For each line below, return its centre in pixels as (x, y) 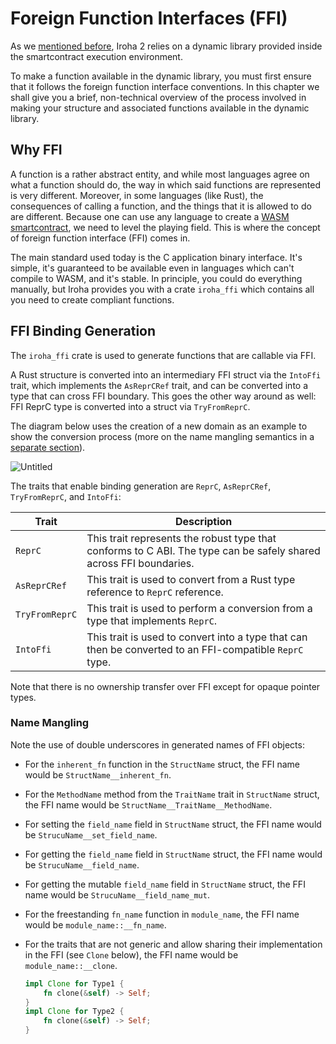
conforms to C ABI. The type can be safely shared (203, 550)
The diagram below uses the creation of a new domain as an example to (159, 426)
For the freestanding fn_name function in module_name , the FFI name (162, 914)
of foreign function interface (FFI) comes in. (100, 238)
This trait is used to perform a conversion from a (199, 608)
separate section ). (48, 447)
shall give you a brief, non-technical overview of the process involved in (158, 97)
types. (23, 697)
